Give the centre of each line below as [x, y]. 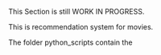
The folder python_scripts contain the [70, 42]
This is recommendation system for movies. [81, 27]
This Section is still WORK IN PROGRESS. [76, 12]
